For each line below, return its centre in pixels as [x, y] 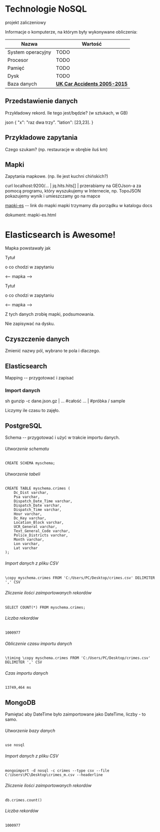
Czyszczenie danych [37, 339]
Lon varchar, [27, 544]
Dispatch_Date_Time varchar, [43, 501]
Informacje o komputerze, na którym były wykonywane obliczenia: [71, 32]
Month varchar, [29, 540]
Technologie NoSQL [46, 9]
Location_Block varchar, [39, 523]
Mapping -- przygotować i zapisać [40, 378]
